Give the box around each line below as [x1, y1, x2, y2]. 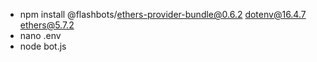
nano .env [19, 30, 62, 41]
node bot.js [19, 40, 67, 52]
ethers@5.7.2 [19, 19, 75, 31]
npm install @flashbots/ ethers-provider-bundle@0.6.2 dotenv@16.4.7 [19, 9, 307, 20]
